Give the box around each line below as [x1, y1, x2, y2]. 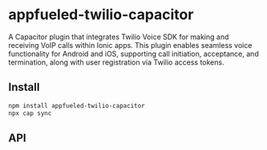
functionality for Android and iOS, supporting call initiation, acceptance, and [8, 49, 259, 58]
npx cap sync [8, 109, 52, 117]
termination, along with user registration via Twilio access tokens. [8, 57, 225, 67]
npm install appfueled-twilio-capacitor [8, 101, 146, 109]
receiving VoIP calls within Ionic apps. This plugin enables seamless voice [8, 40, 253, 49]
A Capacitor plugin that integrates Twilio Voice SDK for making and [8, 32, 229, 41]
